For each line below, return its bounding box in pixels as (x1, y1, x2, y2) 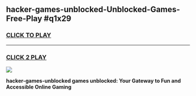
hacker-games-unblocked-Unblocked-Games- (6, 5, 180, 15)
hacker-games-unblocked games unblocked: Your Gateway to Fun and (6, 77, 181, 84)
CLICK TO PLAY (6, 31, 51, 40)
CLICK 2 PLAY (6, 53, 47, 61)
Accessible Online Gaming (6, 83, 72, 90)
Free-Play (6, 14, 43, 24)
